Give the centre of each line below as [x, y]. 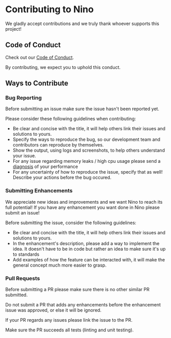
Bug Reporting [23, 98]
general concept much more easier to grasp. [59, 265]
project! [14, 29]
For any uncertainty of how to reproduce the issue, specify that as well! [88, 172]
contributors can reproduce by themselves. [58, 145]
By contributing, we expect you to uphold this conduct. [63, 67]
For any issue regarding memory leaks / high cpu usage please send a [87, 161]
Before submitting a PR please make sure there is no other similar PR [77, 289]
